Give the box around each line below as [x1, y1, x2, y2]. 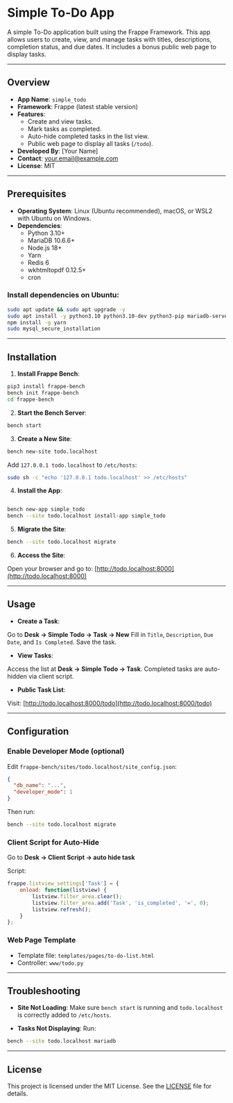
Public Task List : [17, 686, 66, 694]
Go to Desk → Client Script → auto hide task [7, 853, 135, 862]
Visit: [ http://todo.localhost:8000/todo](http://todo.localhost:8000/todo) [7, 699, 213, 707]
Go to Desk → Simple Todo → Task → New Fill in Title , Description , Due [7, 630, 214, 638]
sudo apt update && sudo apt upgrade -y [7, 306, 126, 313]
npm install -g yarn [7, 319, 67, 326]
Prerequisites [7, 188, 67, 200]
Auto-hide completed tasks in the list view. [27, 132, 149, 140]
